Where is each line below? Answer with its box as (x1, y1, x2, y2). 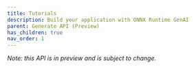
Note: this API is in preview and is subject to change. (7, 54, 157, 62)
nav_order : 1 (7, 36, 45, 42)
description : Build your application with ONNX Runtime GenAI (7, 16, 189, 23)
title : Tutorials (7, 10, 57, 17)
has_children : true (7, 29, 63, 36)
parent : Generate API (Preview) (7, 23, 100, 29)
